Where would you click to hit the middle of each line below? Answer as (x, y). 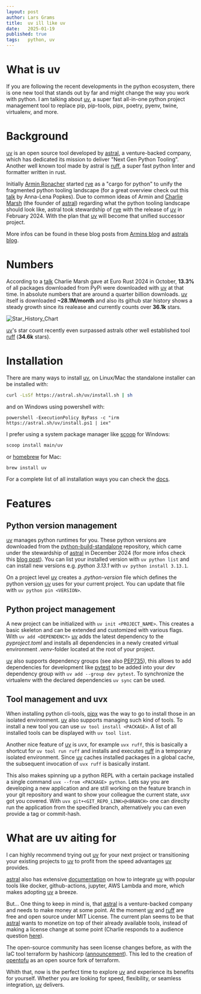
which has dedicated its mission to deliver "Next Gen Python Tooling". (92, 159)
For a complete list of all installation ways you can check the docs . (88, 479)
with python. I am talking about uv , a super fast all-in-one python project (96, 99)
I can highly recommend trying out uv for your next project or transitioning (98, 855)
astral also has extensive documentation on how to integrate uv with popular (100, 879)
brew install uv (26, 467)
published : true (26, 34)
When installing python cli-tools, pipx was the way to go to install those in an (101, 714)
